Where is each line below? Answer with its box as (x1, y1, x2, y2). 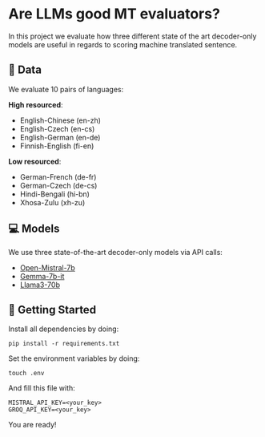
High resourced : (8, 99, 63, 109)
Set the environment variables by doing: (8, 354, 140, 363)
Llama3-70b (19, 280, 60, 289)
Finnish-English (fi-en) (19, 141, 94, 151)
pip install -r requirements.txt (8, 340, 120, 348)
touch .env (8, 370, 45, 378)
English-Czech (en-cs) (19, 123, 95, 133)
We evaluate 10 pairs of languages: (8, 84, 124, 94)
